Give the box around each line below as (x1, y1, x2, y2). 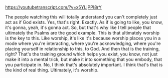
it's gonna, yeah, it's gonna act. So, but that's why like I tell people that (5, 24, 151, 30)
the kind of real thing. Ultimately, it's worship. (5, 67, 99, 73)
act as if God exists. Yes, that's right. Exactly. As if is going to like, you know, (5, 19, 163, 25)
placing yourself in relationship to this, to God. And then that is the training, (5, 46, 160, 51)
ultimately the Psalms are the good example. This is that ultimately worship (5, 30, 159, 35)
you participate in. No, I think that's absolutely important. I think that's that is (5, 62, 163, 67)
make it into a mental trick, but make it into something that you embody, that (5, 56, 162, 62)
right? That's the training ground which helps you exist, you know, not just (5, 51, 158, 57)
